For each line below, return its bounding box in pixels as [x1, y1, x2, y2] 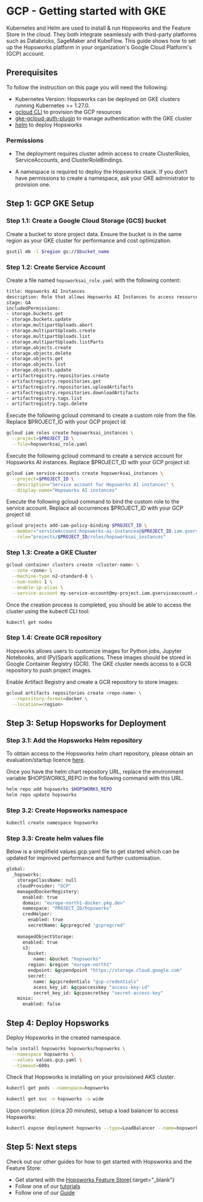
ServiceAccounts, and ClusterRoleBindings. [14, 156, 124, 164]
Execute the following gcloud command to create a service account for [6, 452, 183, 459]
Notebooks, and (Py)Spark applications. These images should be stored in [6, 654, 192, 661]
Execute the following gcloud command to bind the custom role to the [6, 498, 180, 505]
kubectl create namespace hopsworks [6, 820, 98, 826]
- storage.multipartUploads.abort [6, 322, 94, 328]
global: [6, 866, 26, 872]
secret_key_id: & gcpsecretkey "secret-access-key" [33, 990, 164, 996]
